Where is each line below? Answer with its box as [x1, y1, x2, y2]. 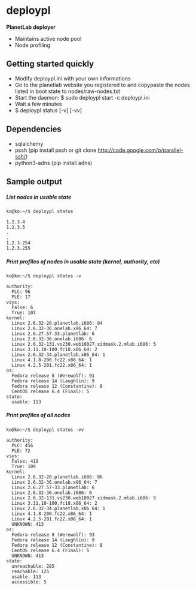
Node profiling [14, 41, 51, 49]
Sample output [6, 176, 63, 187]
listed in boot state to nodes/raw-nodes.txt [14, 88, 121, 95]
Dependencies [6, 124, 62, 134]
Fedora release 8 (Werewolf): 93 [11, 532, 95, 538]
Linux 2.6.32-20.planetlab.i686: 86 [11, 474, 103, 480]
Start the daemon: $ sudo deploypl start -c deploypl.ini [14, 94, 150, 101]
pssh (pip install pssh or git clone [14, 146, 97, 154]
